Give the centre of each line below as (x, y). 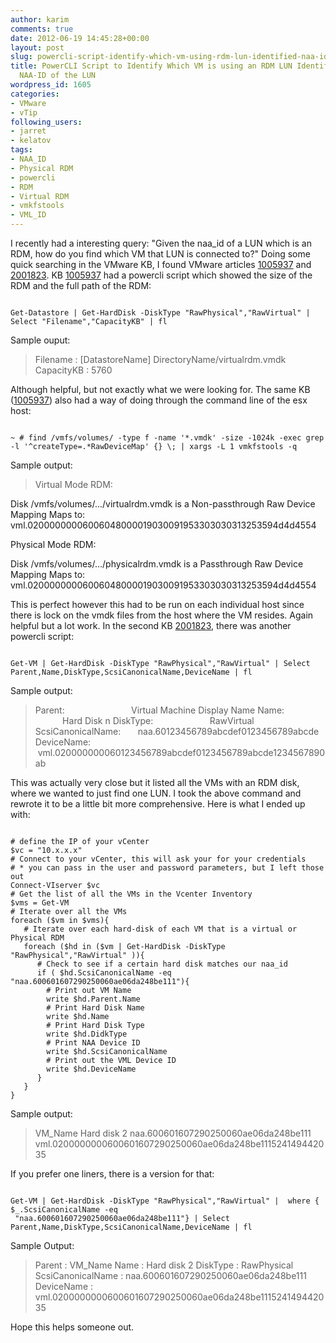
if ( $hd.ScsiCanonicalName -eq (104, 973)
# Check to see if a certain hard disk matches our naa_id (162, 964)
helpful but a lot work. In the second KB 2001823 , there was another (151, 625)
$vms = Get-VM (40, 903)
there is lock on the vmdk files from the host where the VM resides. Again (162, 615)
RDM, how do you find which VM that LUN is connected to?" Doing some (160, 254)
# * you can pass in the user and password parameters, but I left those (167, 868)
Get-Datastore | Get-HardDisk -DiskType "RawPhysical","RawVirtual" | (160, 313)
